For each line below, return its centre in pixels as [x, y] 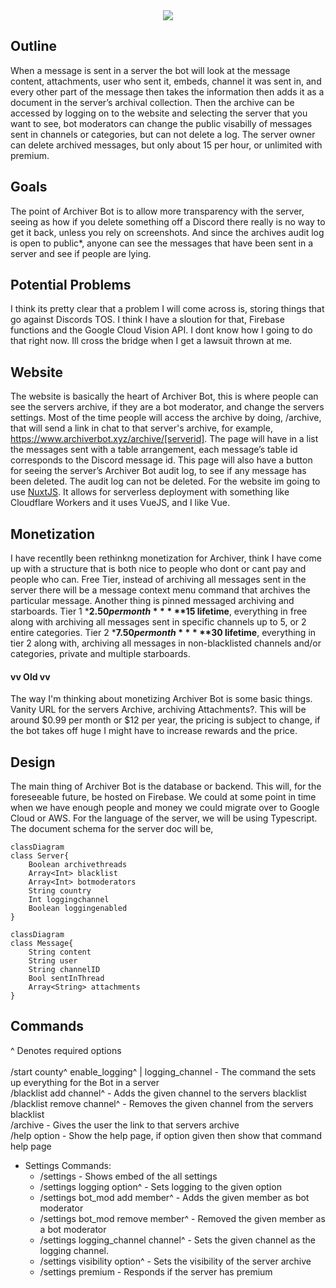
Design [33, 762]
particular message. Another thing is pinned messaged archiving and [152, 601]
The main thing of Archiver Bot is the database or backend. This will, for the [166, 786]
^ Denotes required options [66, 1050]
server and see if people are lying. [81, 253]
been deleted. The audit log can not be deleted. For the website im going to [165, 481]
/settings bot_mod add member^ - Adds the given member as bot [174, 1197]
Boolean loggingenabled [78, 909]
